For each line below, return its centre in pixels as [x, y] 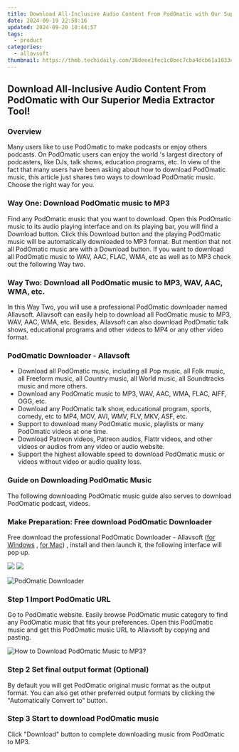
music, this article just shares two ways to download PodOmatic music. [111, 177]
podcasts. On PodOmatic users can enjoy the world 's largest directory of [115, 154]
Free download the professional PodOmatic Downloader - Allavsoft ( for [111, 537]
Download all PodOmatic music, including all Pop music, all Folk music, [121, 371]
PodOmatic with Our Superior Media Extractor [111, 100]
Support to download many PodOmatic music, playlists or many [111, 424]
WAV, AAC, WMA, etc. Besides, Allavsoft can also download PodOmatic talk [118, 322]
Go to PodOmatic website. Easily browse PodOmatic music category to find [118, 615]
